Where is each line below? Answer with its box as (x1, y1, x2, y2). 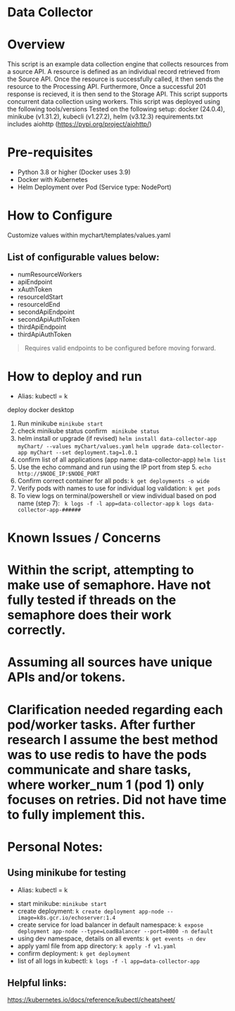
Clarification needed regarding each (7, 701, 224, 718)
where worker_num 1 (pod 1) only (7, 777, 205, 792)
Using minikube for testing (7, 867, 127, 879)
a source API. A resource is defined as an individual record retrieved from (7, 68, 220, 76)
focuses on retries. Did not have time (7, 792, 227, 808)
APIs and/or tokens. (7, 670, 126, 685)
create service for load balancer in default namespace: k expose (17, 920, 204, 928)
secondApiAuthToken (17, 315, 80, 323)
